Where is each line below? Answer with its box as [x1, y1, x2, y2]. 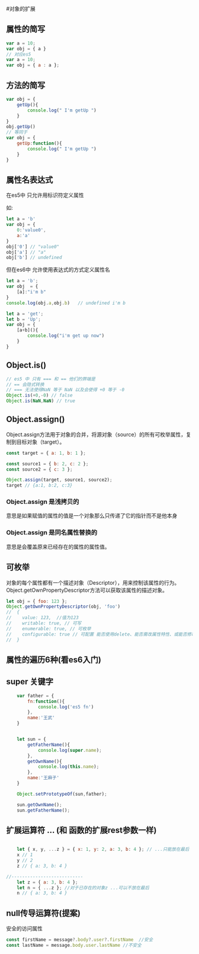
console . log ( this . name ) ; [37, 764, 99, 770]
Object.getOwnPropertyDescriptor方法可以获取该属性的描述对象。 [6, 586, 168, 594]
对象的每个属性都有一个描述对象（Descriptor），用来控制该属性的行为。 [6, 579, 180, 586]
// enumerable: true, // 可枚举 [6, 626, 91, 631]
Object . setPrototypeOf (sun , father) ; [17, 791, 108, 797]
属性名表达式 [6, 174, 53, 185]
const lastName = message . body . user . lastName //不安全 [6, 942, 142, 949]
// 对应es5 [6, 51, 31, 58]
